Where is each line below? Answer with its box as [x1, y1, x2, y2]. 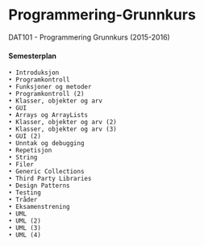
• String [8, 153, 38, 162]
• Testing [8, 189, 42, 197]
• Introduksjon [8, 69, 60, 77]
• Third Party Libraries [8, 175, 92, 183]
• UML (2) [8, 217, 42, 225]
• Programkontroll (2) [8, 90, 85, 98]
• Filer [8, 161, 35, 169]
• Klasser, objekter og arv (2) [8, 119, 117, 127]
